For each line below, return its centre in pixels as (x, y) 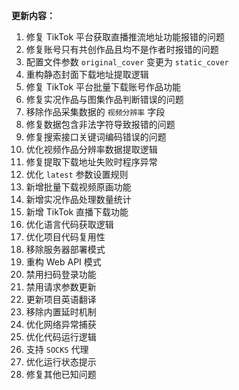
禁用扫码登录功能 (61, 274)
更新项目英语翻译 (61, 299)
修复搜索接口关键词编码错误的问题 (96, 137)
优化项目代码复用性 (65, 237)
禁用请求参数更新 (61, 287)
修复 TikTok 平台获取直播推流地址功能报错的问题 (125, 37)
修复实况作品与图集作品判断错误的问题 (104, 99)
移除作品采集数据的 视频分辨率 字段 (95, 112)
